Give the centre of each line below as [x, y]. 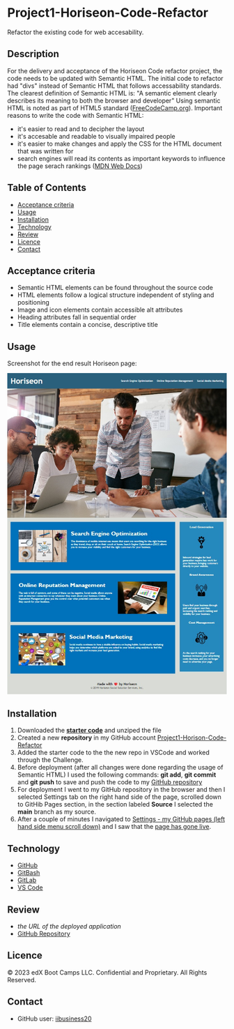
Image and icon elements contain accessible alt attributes [100, 310]
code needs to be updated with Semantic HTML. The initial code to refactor [116, 78]
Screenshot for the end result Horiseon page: [72, 363]
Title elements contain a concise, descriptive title [87, 325]
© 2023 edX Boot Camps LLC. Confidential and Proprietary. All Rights [107, 972]
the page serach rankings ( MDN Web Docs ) [80, 166]
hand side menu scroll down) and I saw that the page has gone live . [114, 827]
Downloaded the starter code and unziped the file [89, 731]
